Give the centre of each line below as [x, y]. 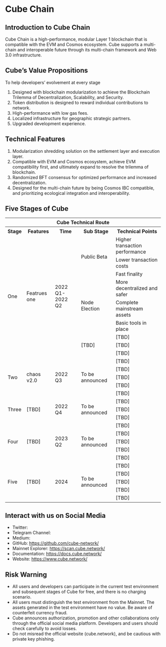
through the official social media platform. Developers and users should [85, 623]
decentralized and [137, 288]
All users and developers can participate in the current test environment [85, 587]
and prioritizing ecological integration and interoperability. [71, 193]
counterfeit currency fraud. [40, 613]
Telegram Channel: [31, 533]
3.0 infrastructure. [23, 55]
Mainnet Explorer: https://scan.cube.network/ [59, 549]
